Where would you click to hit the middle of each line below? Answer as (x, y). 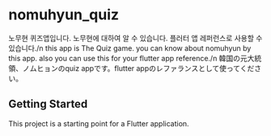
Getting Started (48, 104)
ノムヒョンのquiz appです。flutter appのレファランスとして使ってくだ (138, 68)
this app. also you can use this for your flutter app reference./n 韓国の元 (128, 58)
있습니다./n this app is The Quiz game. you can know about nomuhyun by (130, 48)
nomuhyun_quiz (64, 15)
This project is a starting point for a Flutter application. (99, 123)
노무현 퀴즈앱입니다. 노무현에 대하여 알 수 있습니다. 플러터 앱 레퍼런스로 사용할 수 (135, 38)
